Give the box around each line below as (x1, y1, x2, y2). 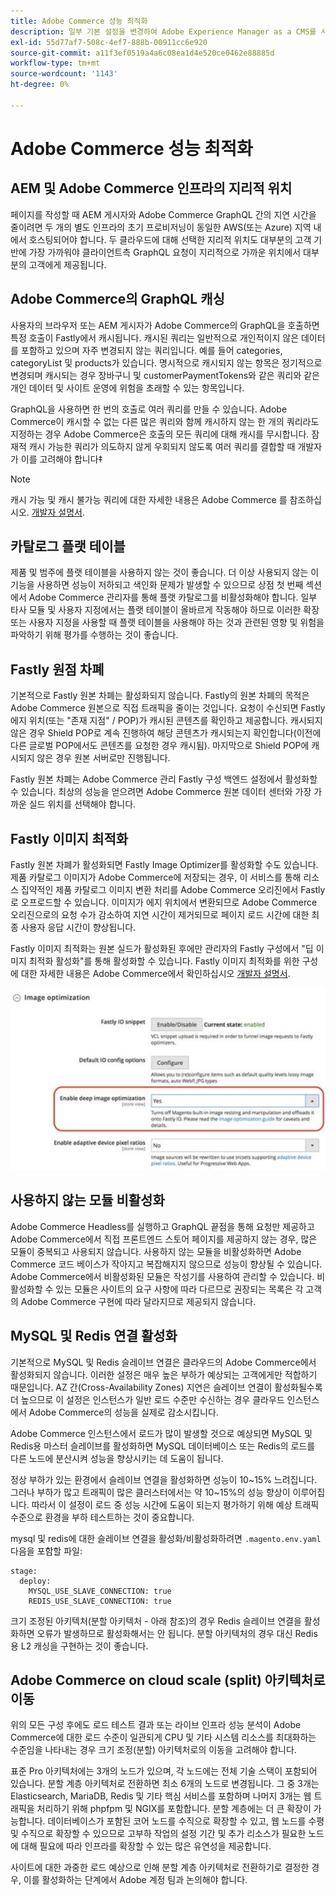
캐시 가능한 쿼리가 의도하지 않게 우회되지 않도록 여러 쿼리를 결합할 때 (28, 440, 296, 452)
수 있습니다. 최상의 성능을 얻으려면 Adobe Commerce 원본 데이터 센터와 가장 (10, 786, 312, 798)
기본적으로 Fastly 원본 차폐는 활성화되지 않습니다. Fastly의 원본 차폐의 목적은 (10, 690, 310, 702)
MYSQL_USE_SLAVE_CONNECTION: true (28, 1586, 172, 1596)
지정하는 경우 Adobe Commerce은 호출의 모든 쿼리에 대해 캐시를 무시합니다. (10, 428, 310, 440)
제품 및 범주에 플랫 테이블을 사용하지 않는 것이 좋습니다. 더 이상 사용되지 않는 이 (10, 566, 320, 579)
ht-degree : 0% (10, 80, 70, 90)
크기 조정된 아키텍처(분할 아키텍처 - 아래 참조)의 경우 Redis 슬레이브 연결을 (10, 1615, 302, 1627)
